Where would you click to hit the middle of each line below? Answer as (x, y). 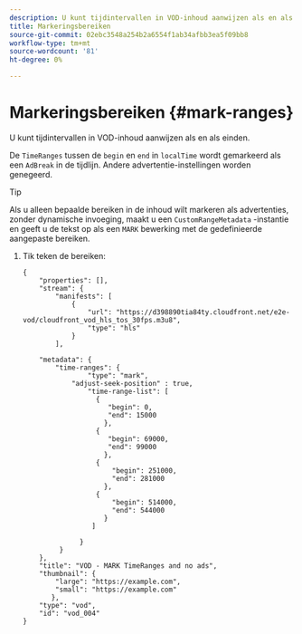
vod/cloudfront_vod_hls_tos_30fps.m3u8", (101, 320)
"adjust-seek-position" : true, (132, 383)
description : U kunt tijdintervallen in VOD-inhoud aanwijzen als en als (151, 18)
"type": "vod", (68, 605)
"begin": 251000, (144, 471)
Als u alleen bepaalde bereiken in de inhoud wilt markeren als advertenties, (149, 209)
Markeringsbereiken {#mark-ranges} (151, 113)
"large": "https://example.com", (118, 581)
